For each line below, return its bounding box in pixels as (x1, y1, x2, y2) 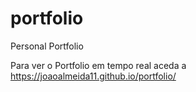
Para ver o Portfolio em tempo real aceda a (10, 59, 187, 71)
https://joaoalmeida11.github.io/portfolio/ (10, 70, 177, 82)
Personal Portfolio (10, 40, 84, 52)
